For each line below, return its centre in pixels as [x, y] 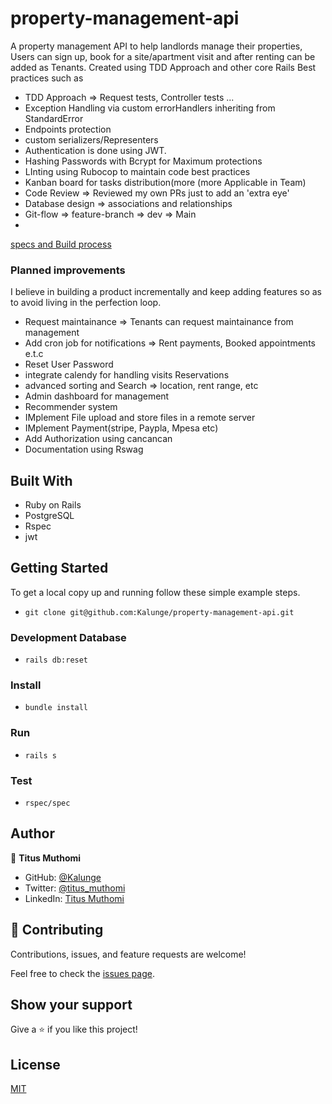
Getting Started [59, 568]
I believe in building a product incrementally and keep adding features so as [166, 292]
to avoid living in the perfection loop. [86, 303]
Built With [41, 480]
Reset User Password [69, 364]
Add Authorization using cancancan [98, 439]
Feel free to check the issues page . [82, 973]
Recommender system [71, 407]
